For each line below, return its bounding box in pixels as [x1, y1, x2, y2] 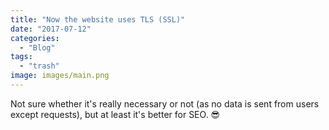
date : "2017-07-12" [10, 24, 92, 34]
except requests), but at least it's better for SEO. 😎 [10, 108, 221, 120]
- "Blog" [19, 42, 56, 53]
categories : [10, 33, 60, 43]
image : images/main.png [10, 71, 110, 81]
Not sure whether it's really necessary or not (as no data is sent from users [10, 97, 320, 110]
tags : [10, 52, 33, 62]
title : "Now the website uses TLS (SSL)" [10, 14, 186, 25]
